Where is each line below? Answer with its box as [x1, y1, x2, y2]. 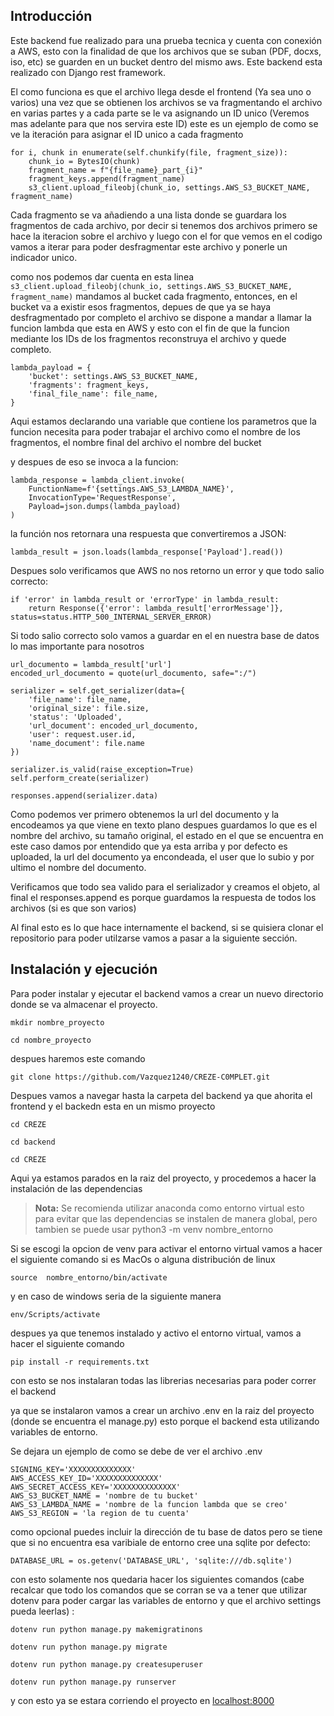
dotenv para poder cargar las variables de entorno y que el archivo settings [10, 1594, 322, 1606]
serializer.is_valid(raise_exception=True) [10, 764, 195, 774]
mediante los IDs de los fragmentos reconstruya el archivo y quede [10, 332, 287, 344]
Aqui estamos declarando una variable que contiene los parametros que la [10, 415, 317, 427]
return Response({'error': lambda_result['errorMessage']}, [28, 603, 284, 613]
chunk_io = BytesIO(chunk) [28, 156, 141, 166]
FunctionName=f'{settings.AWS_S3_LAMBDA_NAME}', [28, 484, 235, 494]
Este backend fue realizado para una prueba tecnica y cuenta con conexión [10, 34, 323, 46]
